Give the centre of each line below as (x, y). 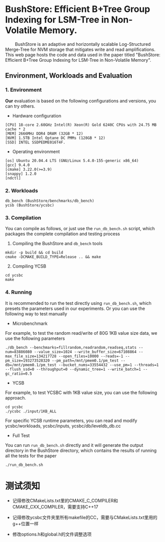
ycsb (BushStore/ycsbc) (30, 205)
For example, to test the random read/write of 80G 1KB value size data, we (81, 333)
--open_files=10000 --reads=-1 (91, 356)
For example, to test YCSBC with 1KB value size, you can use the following (81, 393)
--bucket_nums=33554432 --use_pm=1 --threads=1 (109, 365)
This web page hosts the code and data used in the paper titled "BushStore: (83, 55)
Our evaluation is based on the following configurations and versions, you (81, 101)
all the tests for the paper (31, 456)
